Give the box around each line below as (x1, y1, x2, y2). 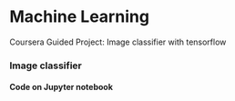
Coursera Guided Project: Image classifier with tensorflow (9, 36, 227, 47)
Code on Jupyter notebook (9, 82, 114, 93)
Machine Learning (9, 6, 150, 27)
